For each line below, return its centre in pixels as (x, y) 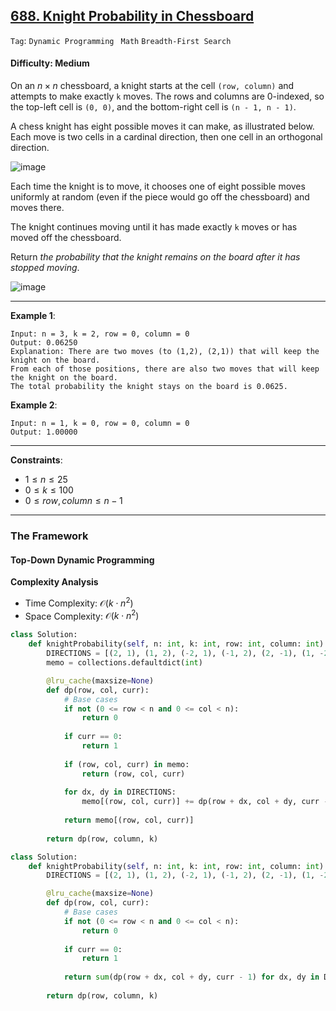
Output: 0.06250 (44, 343)
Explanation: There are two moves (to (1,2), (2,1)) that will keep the (165, 352)
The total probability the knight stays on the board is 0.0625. (149, 387)
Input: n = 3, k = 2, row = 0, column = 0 (100, 334)
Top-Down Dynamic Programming (82, 560)
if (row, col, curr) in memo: (126, 764)
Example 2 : (34, 405)
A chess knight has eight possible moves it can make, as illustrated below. (162, 126)
